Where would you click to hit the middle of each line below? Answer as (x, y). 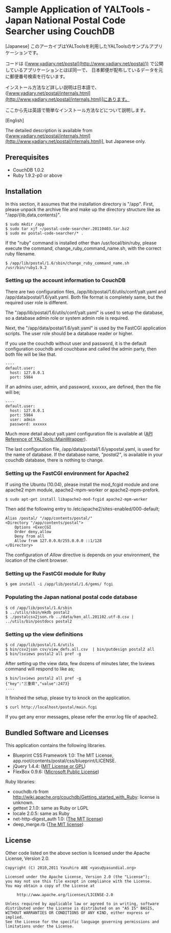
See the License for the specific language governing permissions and (82, 922)
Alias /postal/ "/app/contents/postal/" (49, 518)
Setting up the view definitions (44, 634)
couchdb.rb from (30, 791)
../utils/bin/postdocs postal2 (39, 621)
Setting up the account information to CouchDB (66, 280)
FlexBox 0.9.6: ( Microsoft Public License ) (56, 772)
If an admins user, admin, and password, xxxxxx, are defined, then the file (83, 387)
